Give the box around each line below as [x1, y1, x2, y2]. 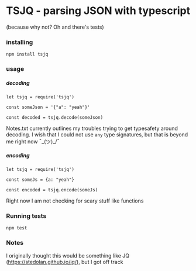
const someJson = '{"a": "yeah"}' [6, 104, 91, 111]
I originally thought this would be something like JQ [6, 252, 130, 259]
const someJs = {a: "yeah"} [6, 177, 75, 183]
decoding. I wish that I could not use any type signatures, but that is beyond [6, 131, 188, 138]
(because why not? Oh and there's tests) [6, 23, 104, 30]
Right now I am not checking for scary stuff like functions [6, 197, 144, 204]
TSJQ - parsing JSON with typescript [6, 4, 191, 18]
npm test [6, 225, 27, 231]
